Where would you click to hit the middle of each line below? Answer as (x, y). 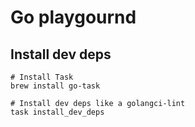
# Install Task (42, 77)
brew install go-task (55, 86)
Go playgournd (73, 17)
